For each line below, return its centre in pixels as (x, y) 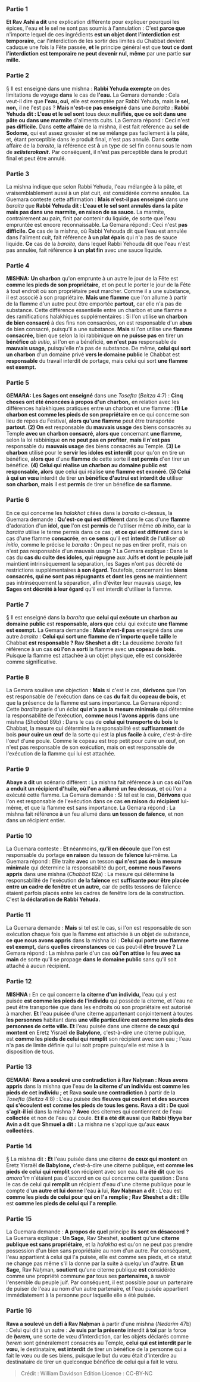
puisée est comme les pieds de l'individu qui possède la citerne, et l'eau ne (100, 1001)
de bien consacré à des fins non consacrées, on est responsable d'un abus (99, 323)
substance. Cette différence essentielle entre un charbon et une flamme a (97, 310)
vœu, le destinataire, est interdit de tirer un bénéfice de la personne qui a (96, 1349)
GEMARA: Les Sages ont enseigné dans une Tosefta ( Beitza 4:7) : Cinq (95, 396)
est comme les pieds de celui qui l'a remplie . (62, 1204)
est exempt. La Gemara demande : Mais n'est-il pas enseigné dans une (95, 630)
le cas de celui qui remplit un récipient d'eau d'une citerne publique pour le (99, 1184)
